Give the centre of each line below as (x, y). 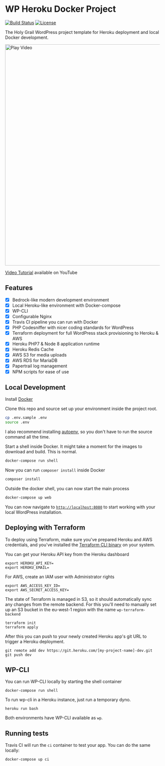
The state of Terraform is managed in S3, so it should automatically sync (79, 599)
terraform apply (22, 627)
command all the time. (27, 437)
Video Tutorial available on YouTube (41, 272)
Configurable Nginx (32, 316)
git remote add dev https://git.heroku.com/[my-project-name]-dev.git (79, 650)
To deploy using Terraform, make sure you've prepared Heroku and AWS (79, 539)
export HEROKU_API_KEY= (29, 563)
